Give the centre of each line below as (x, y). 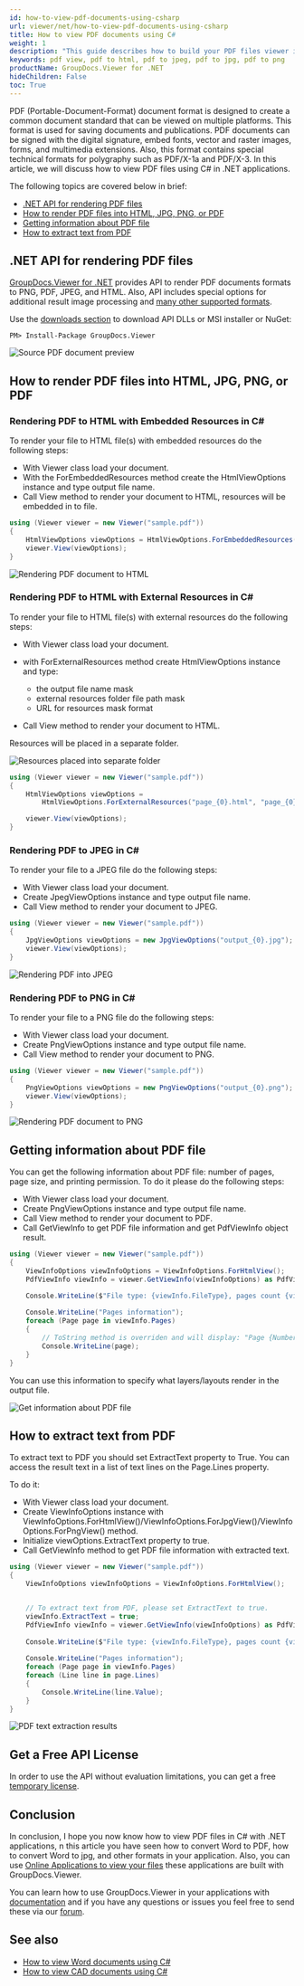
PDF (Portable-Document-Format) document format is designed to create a (150, 110)
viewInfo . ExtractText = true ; (83, 1616)
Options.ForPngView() (64, 1531)
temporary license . (44, 1786)
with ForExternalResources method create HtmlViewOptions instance (151, 661)
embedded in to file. (60, 507)
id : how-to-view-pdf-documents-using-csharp (95, 18)
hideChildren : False (48, 77)
